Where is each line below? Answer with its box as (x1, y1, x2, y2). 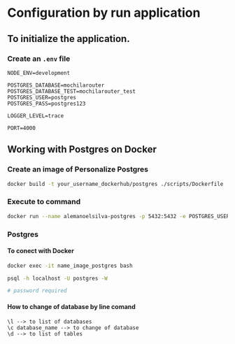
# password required (7, 287, 68, 294)
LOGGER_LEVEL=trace (7, 112, 64, 120)
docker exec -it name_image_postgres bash (7, 262, 133, 269)
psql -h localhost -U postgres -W (7, 275, 108, 282)
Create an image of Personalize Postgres (7, 164, 149, 174)
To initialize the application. (7, 33, 131, 45)
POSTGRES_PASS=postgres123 (7, 100, 86, 107)
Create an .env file (7, 54, 71, 64)
